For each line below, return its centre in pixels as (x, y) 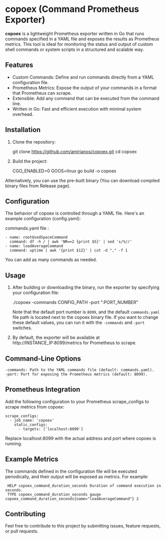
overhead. (23, 114)
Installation (23, 130)
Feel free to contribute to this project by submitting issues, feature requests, (83, 526)
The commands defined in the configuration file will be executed (71, 471)
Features (19, 65)
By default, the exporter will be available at (56, 338)
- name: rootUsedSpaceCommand (37, 238)
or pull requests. (22, 531)
